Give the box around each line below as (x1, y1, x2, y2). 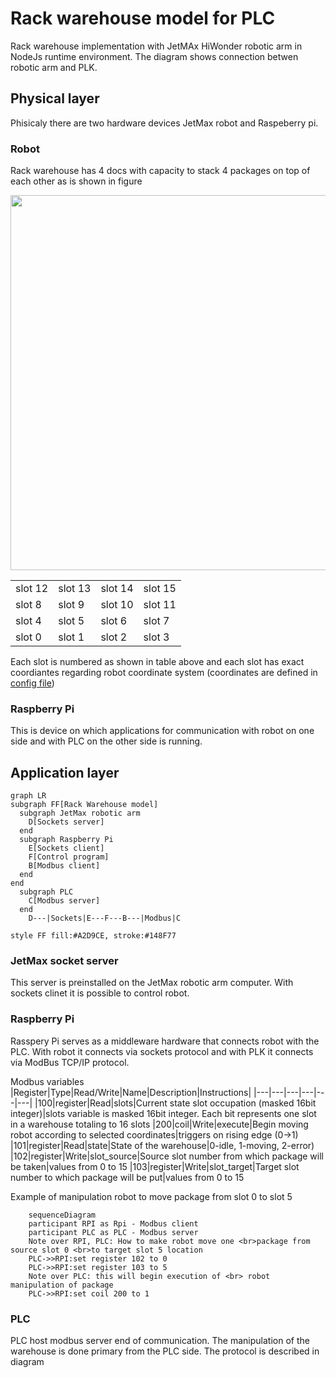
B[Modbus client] (28, 861, 101, 871)
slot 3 (143, 630, 170, 644)
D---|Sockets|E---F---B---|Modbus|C (28, 913, 182, 924)
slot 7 (143, 614, 170, 628)
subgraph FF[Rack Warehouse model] (10, 800, 159, 810)
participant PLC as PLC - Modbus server (28, 1227, 199, 1237)
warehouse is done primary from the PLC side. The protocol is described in (10, 1345, 320, 1357)
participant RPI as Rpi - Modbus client (28, 1218, 199, 1229)
